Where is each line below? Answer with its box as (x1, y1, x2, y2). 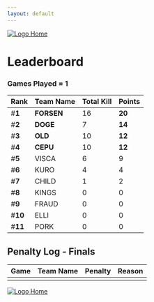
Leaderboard (7, 54, 84, 70)
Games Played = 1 (7, 78, 68, 88)
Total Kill (82, 97, 112, 107)
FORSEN (34, 109, 63, 119)
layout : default (7, 10, 54, 17)
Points (118, 97, 141, 107)
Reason (117, 266, 144, 275)
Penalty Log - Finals (7, 246, 95, 257)
